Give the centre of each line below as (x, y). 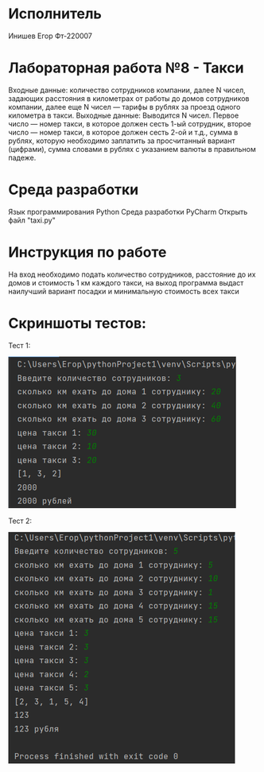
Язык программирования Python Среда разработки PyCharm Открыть (128, 211)
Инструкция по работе (87, 252)
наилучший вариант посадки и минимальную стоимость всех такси (124, 291)
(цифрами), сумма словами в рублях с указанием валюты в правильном (132, 149)
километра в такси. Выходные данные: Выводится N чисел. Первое (124, 115)
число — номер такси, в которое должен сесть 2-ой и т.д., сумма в (123, 132)
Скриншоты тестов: (78, 323)
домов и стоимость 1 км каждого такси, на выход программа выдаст (126, 282)
